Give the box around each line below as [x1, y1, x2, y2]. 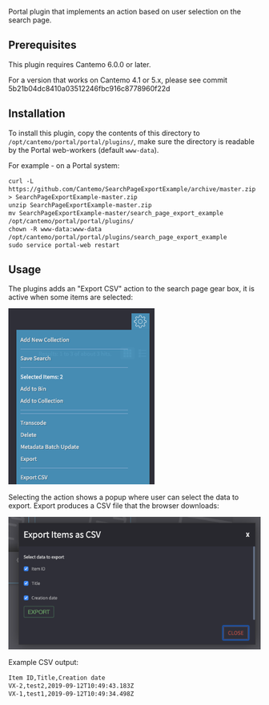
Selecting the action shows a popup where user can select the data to [8, 492, 239, 503]
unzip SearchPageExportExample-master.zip [8, 201, 152, 209]
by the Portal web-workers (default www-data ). [8, 145, 159, 154]
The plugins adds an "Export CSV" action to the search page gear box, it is [8, 284, 255, 294]
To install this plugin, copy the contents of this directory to [8, 128, 200, 138]
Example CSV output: [8, 658, 78, 667]
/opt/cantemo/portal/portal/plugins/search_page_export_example [8, 233, 227, 241]
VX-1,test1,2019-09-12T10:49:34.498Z [8, 690, 134, 699]
